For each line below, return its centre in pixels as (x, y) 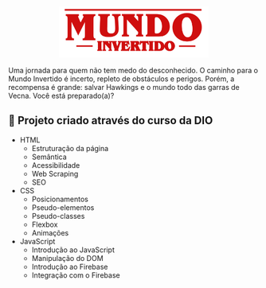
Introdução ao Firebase (70, 267)
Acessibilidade (56, 165)
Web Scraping (55, 173)
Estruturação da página (70, 148)
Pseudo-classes (58, 216)
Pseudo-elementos (63, 207)
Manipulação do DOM (67, 258)
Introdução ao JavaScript (73, 250)
